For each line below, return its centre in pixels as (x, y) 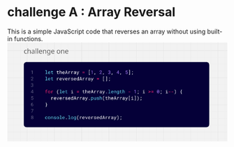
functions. (28, 38)
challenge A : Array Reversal (92, 12)
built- (215, 31)
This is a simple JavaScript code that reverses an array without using (107, 31)
